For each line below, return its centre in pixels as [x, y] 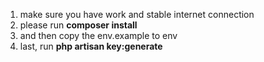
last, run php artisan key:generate [91, 46]
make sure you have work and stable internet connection [137, 14]
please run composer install [78, 25]
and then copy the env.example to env [98, 35]
